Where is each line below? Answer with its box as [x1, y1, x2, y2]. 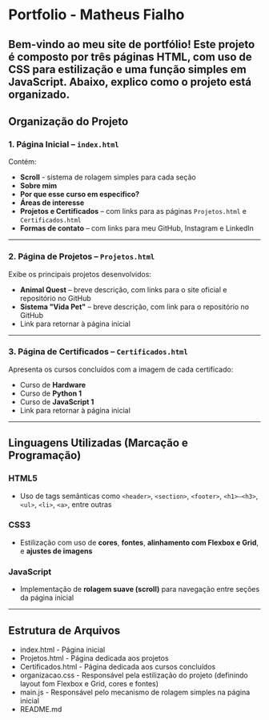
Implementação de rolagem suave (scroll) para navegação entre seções [19, 585, 260, 594]
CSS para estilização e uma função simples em [8, 62, 247, 76]
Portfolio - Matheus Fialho [8, 6, 185, 24]
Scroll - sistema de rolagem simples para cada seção [19, 172, 196, 182]
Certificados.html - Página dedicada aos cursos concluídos [19, 662, 216, 671]
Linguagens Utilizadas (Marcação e [8, 436, 188, 450]
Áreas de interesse [19, 198, 85, 207]
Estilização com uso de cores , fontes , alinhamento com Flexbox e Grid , [19, 537, 259, 547]
